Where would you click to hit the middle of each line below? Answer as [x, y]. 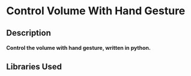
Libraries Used [34, 66]
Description [29, 33]
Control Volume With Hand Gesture [96, 11]
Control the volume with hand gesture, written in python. [79, 48]
